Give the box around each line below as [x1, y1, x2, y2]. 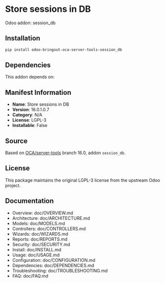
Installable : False [12, 122, 48, 128]
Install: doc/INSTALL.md [12, 246, 62, 252]
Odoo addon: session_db [5, 20, 56, 26]
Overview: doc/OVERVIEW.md [12, 210, 73, 216]
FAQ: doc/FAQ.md [12, 273, 48, 279]
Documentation [5, 197, 54, 205]
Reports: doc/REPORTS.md [12, 236, 68, 242]
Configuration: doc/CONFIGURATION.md [12, 257, 96, 263]
